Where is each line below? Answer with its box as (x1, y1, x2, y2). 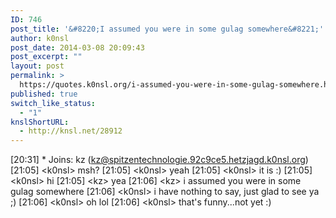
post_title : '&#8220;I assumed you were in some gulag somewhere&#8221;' (10, 24, 325, 34)
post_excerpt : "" (10, 52, 83, 62)
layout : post (10, 61, 65, 71)
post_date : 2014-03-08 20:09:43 (10, 42, 145, 53)
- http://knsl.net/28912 (19, 126, 123, 136)
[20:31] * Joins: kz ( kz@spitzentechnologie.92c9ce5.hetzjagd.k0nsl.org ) (10, 154, 309, 166)
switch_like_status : (10, 98, 97, 108)
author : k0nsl (10, 33, 70, 43)
